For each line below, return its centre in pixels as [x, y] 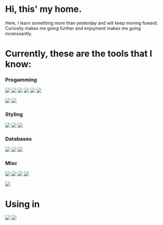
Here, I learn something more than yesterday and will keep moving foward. [82, 23]
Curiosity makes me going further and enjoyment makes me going [73, 28]
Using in [22, 204]
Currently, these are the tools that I [79, 54]
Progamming [21, 80]
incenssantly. [19, 33]
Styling [14, 114]
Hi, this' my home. [44, 9]
